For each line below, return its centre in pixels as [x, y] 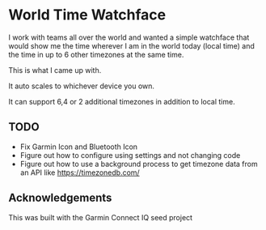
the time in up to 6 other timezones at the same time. [96, 54]
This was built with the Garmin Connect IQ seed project [100, 217]
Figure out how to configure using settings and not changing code [130, 155]
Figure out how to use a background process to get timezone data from [139, 164]
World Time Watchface [87, 15]
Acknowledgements [60, 198]
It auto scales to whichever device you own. [82, 86]
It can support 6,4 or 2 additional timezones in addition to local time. [122, 101]
